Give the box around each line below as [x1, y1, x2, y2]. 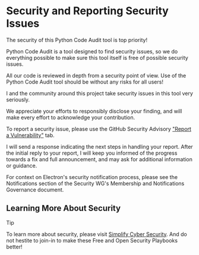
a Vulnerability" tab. [6, 132, 55, 139]
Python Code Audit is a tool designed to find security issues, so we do [6, 47, 178, 55]
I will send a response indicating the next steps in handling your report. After [6, 143, 193, 150]
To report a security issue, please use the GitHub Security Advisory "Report [6, 125, 192, 132]
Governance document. [6, 186, 64, 193]
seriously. [6, 96, 30, 103]
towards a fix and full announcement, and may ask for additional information [6, 155, 193, 162]
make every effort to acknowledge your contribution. [6, 114, 135, 121]
